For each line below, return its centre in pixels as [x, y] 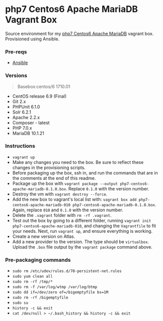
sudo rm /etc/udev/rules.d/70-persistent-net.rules [67, 271]
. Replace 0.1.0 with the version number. [108, 188]
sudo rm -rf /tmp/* [33, 282]
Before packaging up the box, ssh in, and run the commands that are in [85, 172]
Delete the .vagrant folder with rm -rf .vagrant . [62, 215]
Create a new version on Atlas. [44, 236]
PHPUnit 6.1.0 [26, 107]
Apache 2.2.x [26, 117]
